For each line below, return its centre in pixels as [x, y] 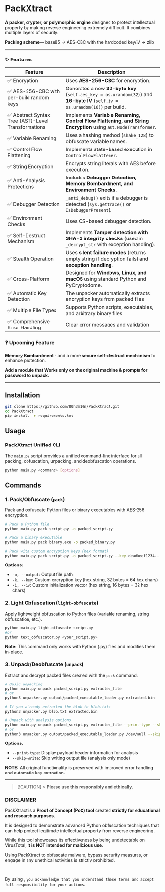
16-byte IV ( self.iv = [92, 101]
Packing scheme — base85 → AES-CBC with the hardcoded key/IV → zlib [80, 42]
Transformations [27, 127]
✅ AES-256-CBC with [34, 91]
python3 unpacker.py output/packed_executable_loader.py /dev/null [76, 734]
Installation [23, 395]
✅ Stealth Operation [31, 259]
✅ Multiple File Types [32, 310]
